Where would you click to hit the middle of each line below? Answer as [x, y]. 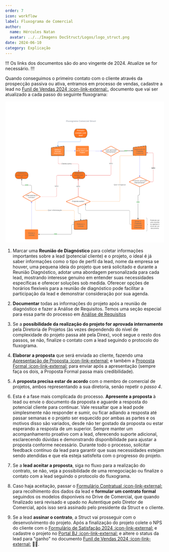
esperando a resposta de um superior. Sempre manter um [73, 429]
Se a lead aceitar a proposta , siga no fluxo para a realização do [79, 465]
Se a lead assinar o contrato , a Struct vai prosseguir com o [74, 517]
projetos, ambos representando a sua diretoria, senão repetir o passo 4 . [87, 387]
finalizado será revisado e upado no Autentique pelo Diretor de [78, 502]
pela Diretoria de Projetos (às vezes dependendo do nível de [75, 329]
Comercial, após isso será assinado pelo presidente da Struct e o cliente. [88, 507]
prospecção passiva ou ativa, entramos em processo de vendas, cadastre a [84, 83]
